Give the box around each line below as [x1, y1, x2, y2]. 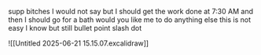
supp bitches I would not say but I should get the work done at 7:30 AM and [8, 7, 254, 16]
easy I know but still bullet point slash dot [8, 24, 142, 32]
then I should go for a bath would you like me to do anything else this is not [8, 15, 252, 24]
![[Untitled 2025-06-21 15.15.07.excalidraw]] [8, 38, 149, 48]
